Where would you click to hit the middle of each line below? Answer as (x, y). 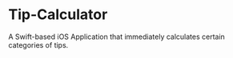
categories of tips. (38, 44)
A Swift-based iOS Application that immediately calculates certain (117, 37)
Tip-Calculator (58, 15)
